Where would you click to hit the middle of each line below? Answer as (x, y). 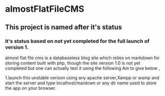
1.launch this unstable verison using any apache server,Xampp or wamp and (82, 77)
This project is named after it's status (64, 27)
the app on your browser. (31, 88)
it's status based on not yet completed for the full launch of (77, 41)
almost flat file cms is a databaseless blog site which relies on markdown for (82, 58)
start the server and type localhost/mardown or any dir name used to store (81, 83)
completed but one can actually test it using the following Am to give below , (82, 68)
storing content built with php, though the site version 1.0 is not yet (73, 63)
